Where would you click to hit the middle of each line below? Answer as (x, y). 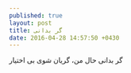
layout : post (31, 23)
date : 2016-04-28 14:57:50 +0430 (64, 38)
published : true (36, 15)
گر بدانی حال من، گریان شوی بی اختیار (66, 60)
